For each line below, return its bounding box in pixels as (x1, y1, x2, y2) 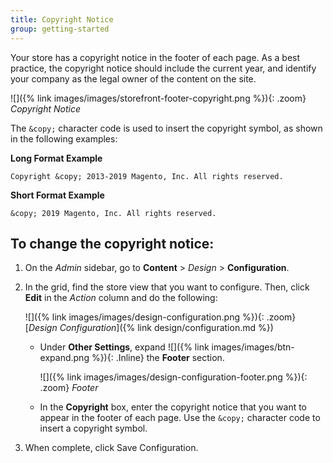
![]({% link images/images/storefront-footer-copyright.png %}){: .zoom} (10, 92, 307, 104)
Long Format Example (10, 152, 103, 164)
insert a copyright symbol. (39, 422, 148, 435)
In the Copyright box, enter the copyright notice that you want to (39, 401, 308, 413)
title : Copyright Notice (10, 14, 114, 25)
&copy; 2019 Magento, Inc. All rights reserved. (10, 208, 217, 218)
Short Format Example (10, 189, 105, 201)
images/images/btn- (211, 341, 295, 353)
